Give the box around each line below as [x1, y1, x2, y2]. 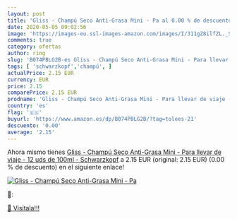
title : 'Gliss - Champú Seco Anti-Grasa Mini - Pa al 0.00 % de [7, 17, 200, 24]
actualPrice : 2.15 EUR [7, 69, 74, 76]
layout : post [7, 10, 46, 18]
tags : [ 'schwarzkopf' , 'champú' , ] [7, 63, 112, 70]
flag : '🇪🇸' [7, 109, 42, 116]
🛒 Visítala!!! [7, 204, 40, 213]
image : [7, 30, 27, 37]
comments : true [7, 37, 52, 44]
